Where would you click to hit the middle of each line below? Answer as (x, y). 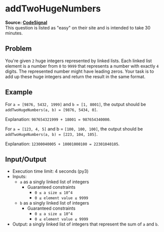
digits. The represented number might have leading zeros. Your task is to (80, 71)
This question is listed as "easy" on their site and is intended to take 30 (78, 27)
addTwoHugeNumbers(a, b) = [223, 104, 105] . (51, 134)
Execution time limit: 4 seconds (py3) (50, 171)
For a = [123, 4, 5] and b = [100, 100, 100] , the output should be (74, 129)
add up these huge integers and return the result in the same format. (75, 76)
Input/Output (26, 159)
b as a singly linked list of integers (54, 203)
